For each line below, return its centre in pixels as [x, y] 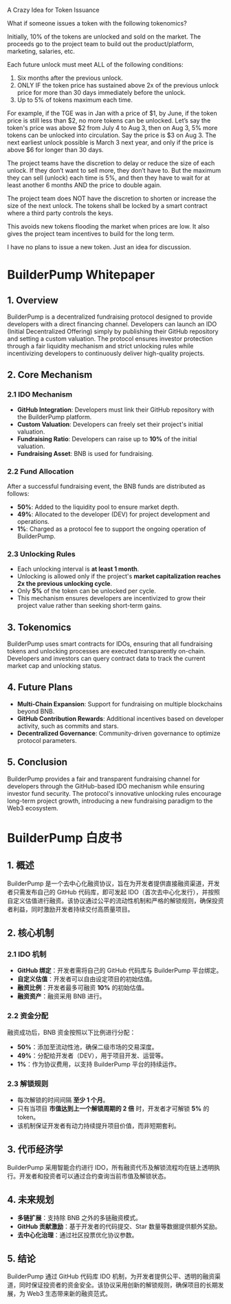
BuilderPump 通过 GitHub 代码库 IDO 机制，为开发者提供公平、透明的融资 [111, 1276]
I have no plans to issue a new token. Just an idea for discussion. [99, 247]
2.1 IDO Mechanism [40, 395]
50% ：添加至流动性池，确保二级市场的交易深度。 [87, 1047]
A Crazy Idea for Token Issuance [53, 10]
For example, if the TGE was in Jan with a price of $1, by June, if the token [112, 113]
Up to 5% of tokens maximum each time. [75, 100]
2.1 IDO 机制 [27, 954]
